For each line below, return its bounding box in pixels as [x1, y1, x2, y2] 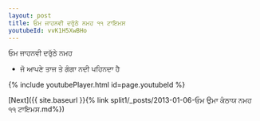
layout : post [8, 11, 52, 20]
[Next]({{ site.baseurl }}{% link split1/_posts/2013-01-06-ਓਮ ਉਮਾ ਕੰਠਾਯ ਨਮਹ [8, 96, 253, 105]
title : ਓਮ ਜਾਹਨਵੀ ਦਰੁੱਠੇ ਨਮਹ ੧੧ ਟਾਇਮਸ [8, 19, 126, 27]
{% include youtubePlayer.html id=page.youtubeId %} [8, 80, 186, 90]
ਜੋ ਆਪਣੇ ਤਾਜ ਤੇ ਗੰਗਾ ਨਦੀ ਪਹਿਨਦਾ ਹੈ [19, 64, 120, 74]
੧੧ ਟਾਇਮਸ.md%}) [8, 104, 65, 114]
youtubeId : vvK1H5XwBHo [8, 26, 88, 34]
